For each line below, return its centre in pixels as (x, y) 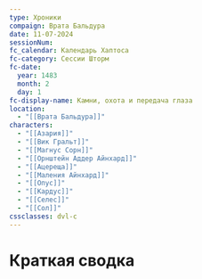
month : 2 (33, 84)
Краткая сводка (72, 260)
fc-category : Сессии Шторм (59, 59)
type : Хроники (36, 17)
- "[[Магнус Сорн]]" (55, 150)
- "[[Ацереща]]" (47, 167)
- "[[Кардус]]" (45, 192)
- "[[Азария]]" (45, 134)
